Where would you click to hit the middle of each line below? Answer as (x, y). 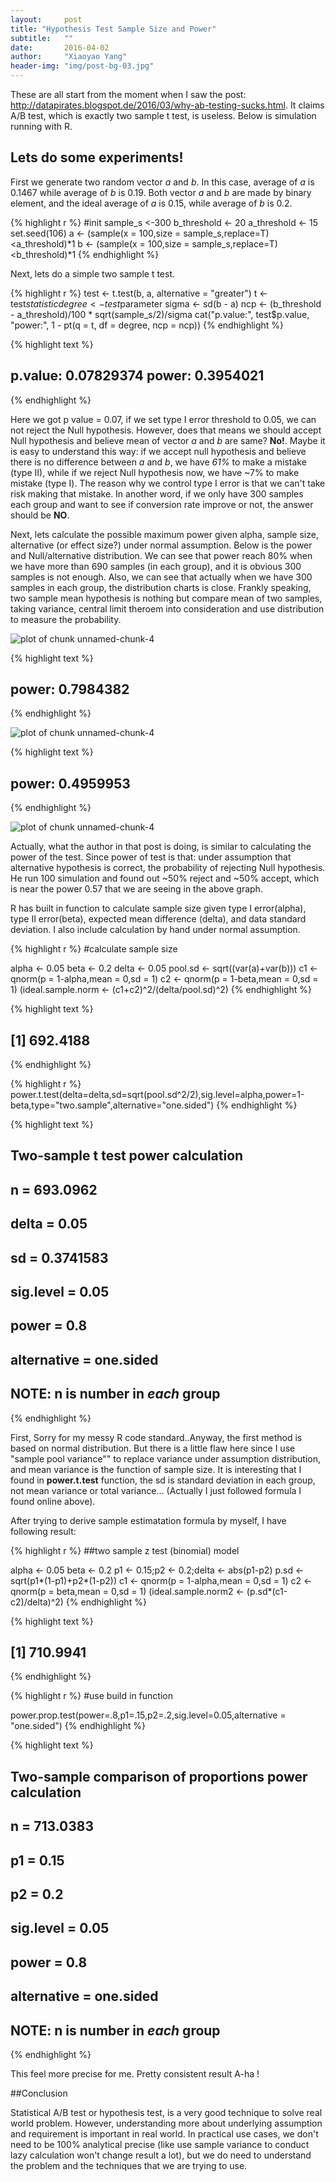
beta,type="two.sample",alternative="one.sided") (112, 1105)
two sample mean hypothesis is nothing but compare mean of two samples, (166, 598)
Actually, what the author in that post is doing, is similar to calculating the (161, 847)
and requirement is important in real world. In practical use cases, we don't (164, 2133)
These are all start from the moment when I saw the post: (128, 94)
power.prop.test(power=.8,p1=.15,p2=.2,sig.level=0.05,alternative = (148, 1715)
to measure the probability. (66, 619)
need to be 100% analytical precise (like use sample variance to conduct (160, 2144)
